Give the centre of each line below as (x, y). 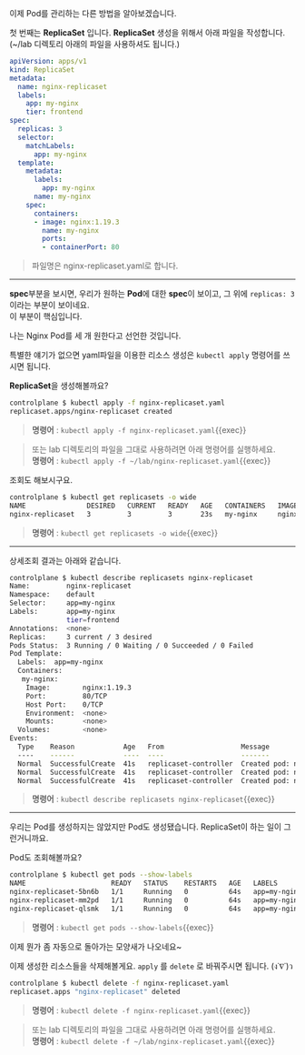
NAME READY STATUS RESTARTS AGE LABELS (144, 884)
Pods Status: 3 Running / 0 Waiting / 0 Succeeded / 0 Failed (132, 645)
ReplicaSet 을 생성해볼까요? (59, 386)
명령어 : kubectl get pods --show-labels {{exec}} (123, 927)
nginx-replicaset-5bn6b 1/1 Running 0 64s (126, 892)
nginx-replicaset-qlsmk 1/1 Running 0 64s (126, 909)
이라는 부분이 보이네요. (49, 305)
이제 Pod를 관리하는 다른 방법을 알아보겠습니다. (93, 13)
